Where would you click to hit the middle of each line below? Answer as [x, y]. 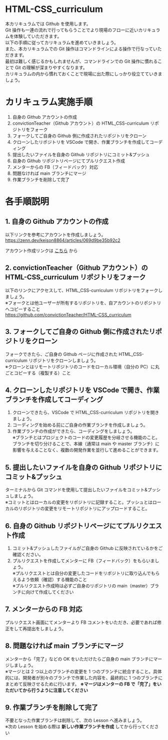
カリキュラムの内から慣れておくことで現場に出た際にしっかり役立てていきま [84, 74]
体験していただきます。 [38, 36]
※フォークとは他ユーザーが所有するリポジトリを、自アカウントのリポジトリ [83, 303]
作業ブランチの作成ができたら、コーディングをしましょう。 [73, 431]
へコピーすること [23, 309]
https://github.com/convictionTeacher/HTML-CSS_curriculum [68, 314]
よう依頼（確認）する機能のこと [54, 579]
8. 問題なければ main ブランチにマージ [64, 646]
